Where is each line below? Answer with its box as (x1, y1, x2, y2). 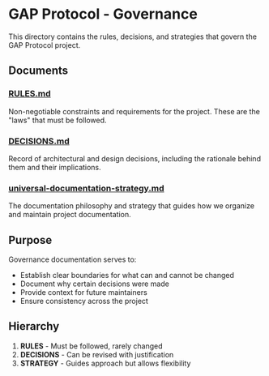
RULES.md (8, 88, 51, 100)
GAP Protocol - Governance (8, 5, 199, 23)
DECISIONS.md (8, 135, 70, 147)
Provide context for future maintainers (19, 288, 147, 297)
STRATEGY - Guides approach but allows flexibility (19, 358, 191, 368)
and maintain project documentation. (8, 210, 131, 220)
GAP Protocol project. (8, 40, 81, 49)
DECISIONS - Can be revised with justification (19, 349, 174, 359)
